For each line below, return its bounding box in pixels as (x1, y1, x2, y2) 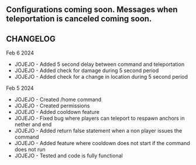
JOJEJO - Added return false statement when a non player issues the (14, 127, 183, 134)
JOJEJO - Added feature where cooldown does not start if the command (14, 140, 190, 147)
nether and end (14, 121, 52, 128)
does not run (14, 146, 46, 153)
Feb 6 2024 (6, 49, 34, 56)
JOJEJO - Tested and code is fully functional (14, 152, 123, 159)
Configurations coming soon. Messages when (6, 5, 178, 15)
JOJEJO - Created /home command (14, 96, 102, 103)
